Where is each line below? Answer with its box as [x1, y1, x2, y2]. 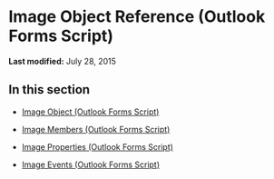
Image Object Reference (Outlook [8, 6, 266, 27]
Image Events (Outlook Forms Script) [21, 159, 161, 170]
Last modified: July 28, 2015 [8, 55, 117, 66]
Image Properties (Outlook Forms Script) [21, 141, 174, 152]
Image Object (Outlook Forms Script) [21, 106, 160, 117]
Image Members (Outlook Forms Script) [21, 124, 171, 134]
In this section [8, 82, 91, 97]
